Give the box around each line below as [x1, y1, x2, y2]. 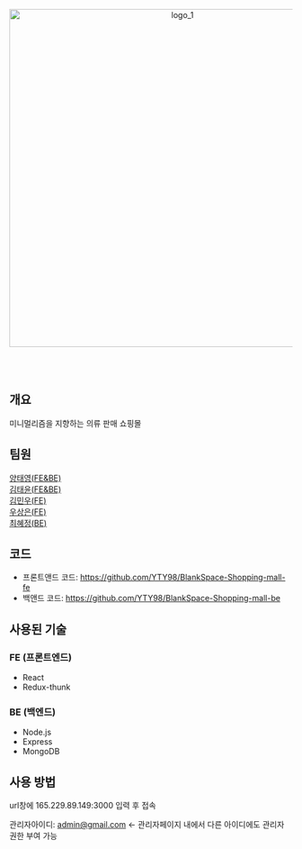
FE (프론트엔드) [9, 651, 72, 663]
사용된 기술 [9, 622, 67, 637]
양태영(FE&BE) [9, 472, 62, 483]
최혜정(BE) [9, 517, 48, 528]
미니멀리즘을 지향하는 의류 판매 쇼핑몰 [9, 417, 142, 428]
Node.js [22, 726, 52, 738]
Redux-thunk [22, 681, 71, 693]
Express [22, 736, 53, 747]
